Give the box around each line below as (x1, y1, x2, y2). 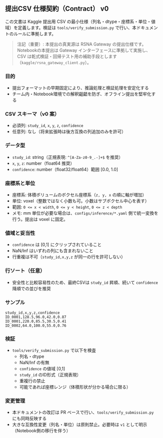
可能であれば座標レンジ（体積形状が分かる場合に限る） (19, 384, 131, 390)
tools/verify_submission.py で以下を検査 (12, 348, 96, 353)
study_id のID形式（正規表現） (19, 372, 81, 378)
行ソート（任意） (5, 267, 45, 274)
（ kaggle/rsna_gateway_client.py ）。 (17, 59, 92, 65)
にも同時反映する (12, 416, 47, 421)
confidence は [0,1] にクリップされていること (12, 241, 102, 248)
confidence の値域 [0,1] (19, 366, 65, 372)
